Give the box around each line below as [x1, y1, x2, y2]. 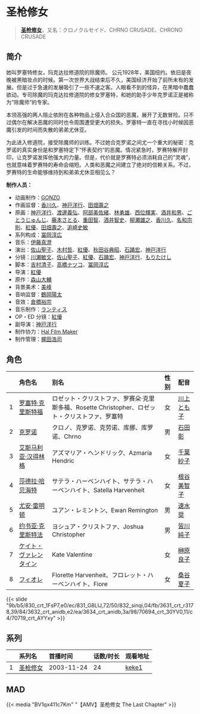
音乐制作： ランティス [14, 305, 67, 313]
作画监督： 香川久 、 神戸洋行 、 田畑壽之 [14, 201, 109, 209]
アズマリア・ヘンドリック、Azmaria [52, 448, 152, 457]
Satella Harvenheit [93, 486, 145, 494]
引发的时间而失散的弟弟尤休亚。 [11, 126, 90, 133]
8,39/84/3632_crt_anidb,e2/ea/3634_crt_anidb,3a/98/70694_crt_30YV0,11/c [6, 608, 193, 615]
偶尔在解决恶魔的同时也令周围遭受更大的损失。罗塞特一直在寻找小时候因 [11, 119, 189, 126]
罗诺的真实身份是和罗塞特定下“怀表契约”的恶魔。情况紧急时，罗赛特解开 [6, 146, 183, 153]
